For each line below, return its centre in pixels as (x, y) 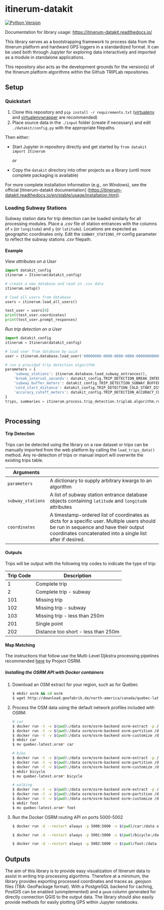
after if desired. (67, 539)
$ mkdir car (24, 740)
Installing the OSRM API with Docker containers (54, 672)
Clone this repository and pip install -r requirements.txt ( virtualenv (83, 112)
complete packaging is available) (45, 175)
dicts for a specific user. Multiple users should (102, 521)
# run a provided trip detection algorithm (50, 365)
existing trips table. (24, 460)
